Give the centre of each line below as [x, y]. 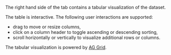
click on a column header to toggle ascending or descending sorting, [85, 32]
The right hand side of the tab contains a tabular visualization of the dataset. [86, 7]
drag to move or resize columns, [47, 27]
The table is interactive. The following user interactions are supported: [79, 17]
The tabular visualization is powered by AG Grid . [56, 47]
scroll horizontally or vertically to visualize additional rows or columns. [87, 38]
